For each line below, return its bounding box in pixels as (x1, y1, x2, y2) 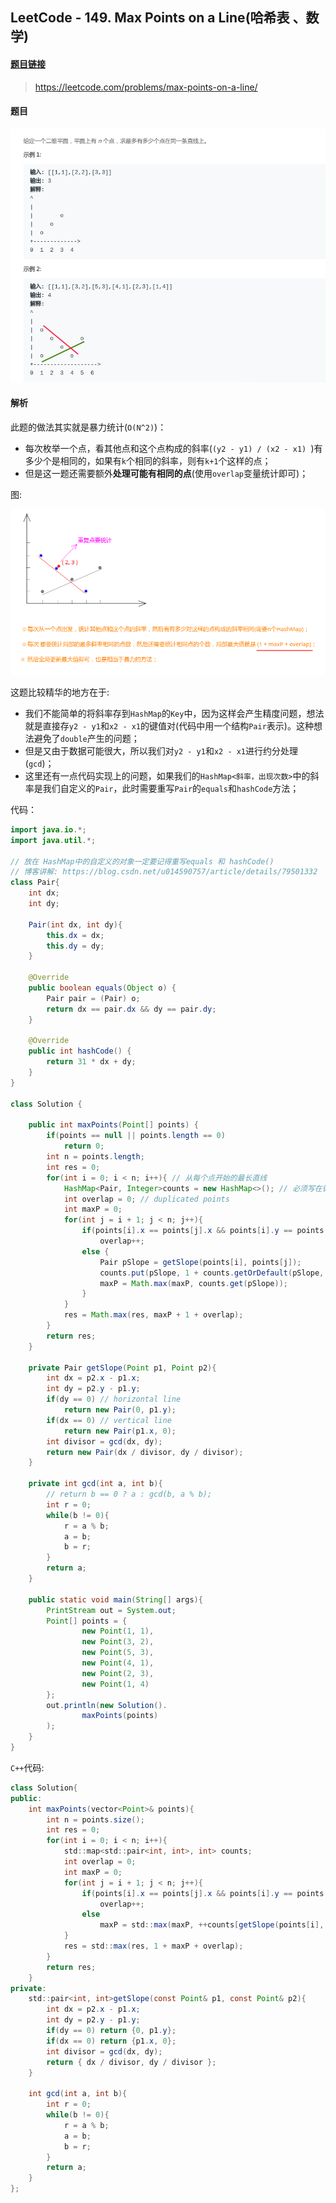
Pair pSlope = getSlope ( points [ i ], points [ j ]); (99, 1257, 302, 1267)
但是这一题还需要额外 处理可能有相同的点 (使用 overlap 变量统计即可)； (24, 467, 309, 479)
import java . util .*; (10, 835, 97, 845)
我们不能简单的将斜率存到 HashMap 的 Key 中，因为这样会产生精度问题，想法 (24, 707, 325, 719)
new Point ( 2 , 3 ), (81, 1668, 155, 1678)
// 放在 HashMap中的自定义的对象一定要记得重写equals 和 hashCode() (10, 856, 275, 867)
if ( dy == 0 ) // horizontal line (46, 1394, 182, 1405)
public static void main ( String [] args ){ (28, 1594, 203, 1605)
